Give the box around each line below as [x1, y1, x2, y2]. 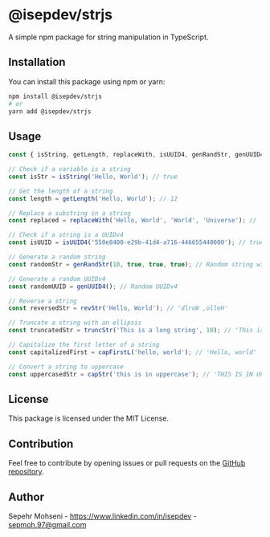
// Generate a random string [8, 253, 106, 262]
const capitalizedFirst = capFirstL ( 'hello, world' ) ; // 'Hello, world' [8, 348, 257, 356]
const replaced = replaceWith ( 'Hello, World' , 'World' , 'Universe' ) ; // [8, 217, 257, 225]
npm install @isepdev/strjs [8, 92, 103, 100]
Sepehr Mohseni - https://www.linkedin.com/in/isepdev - [8, 511, 197, 521]
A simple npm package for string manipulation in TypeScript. [8, 32, 209, 42]
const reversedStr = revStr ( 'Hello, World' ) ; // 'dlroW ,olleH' [8, 304, 228, 312]
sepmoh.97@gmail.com [8, 520, 87, 529]
